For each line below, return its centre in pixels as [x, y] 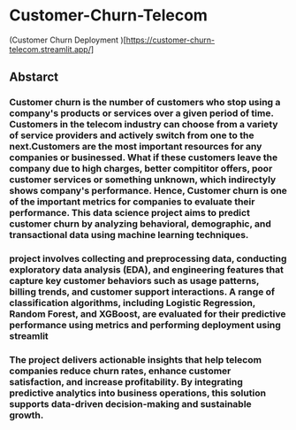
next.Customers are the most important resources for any [136, 147]
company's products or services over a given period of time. [141, 113]
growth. [27, 415]
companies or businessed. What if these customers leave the [144, 157]
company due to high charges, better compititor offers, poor [141, 169]
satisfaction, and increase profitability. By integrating [126, 382]
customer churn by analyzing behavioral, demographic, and [140, 224]
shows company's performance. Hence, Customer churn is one [148, 191]
